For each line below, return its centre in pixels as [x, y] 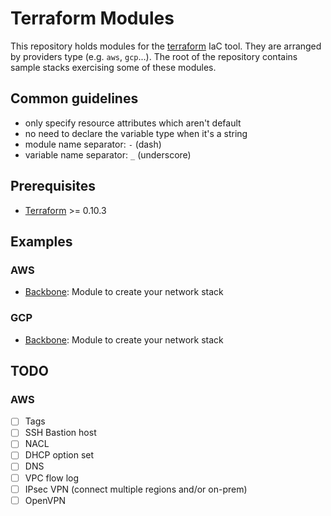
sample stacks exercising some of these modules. [113, 67]
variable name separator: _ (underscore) [108, 154]
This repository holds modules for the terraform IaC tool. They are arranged [166, 46]
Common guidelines [74, 98]
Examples [41, 241]
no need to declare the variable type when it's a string [136, 133]
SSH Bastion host [60, 433]
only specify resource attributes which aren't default [133, 123]
